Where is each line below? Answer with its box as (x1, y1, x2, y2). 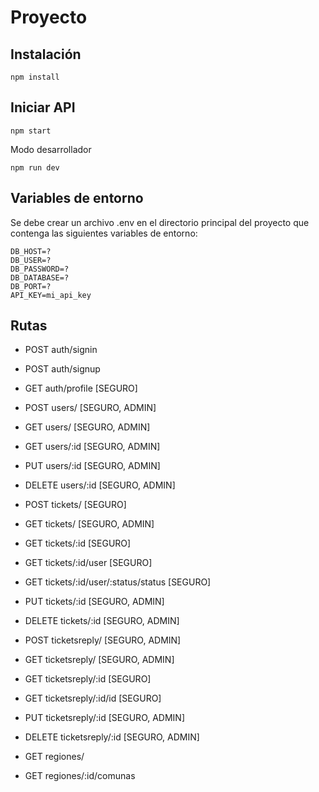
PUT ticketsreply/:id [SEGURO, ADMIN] (24, 712, 186, 724)
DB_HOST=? (10, 246, 52, 256)
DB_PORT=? (10, 281, 52, 291)
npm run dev (10, 162, 60, 173)
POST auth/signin (24, 344, 98, 356)
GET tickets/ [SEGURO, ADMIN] (24, 518, 155, 530)
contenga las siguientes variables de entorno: (10, 227, 198, 239)
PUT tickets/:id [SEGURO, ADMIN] (24, 596, 165, 608)
